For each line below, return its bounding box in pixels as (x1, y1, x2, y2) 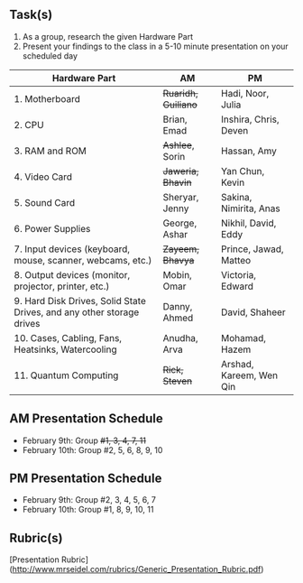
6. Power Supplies (14, 222, 91, 235)
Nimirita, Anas (220, 202, 281, 215)
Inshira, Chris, (220, 113, 280, 125)
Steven (162, 375, 192, 387)
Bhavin (162, 176, 192, 189)
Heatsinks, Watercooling (14, 343, 117, 356)
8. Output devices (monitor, (14, 268, 131, 281)
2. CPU (14, 118, 44, 131)
